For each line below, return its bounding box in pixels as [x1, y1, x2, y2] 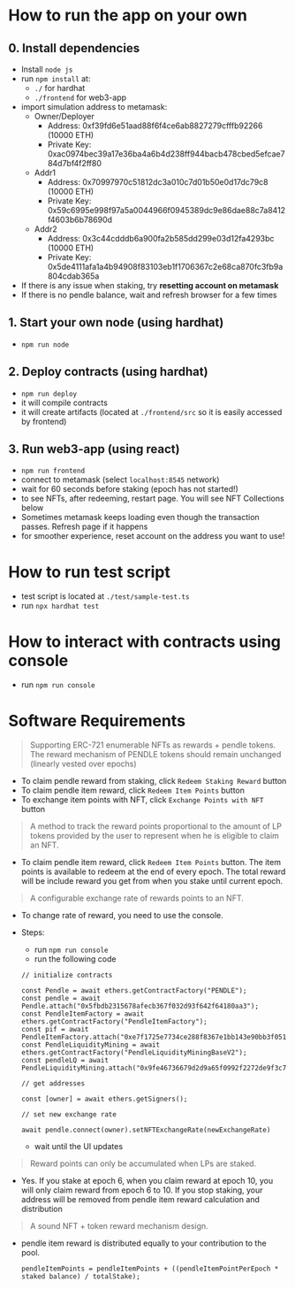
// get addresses [20, 1079, 86, 1088]
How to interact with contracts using [8, 632, 282, 651]
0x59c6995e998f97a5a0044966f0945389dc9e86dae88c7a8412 [47, 205, 286, 215]
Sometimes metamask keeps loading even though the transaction [20, 512, 260, 523]
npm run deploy [20, 389, 78, 398]
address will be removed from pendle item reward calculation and [20, 1194, 260, 1205]
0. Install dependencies [8, 41, 140, 56]
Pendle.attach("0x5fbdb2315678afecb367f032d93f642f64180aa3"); [20, 1001, 260, 1011]
